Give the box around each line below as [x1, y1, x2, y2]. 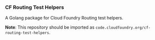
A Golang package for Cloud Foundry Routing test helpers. [5, 15, 124, 21]
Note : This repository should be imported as [5, 24, 95, 30]
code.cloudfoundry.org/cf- [95, 25, 151, 30]
